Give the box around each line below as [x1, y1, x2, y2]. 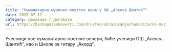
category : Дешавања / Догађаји [5, 17, 72, 22]
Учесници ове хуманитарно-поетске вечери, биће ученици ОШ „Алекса [5, 36, 163, 42]
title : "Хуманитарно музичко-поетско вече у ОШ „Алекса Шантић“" [5, 7, 147, 13]
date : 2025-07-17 [5, 12, 42, 17]
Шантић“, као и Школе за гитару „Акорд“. [5, 41, 95, 47]
